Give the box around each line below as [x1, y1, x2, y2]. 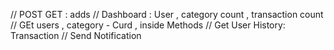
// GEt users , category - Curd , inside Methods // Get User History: [10, 19, 286, 31]
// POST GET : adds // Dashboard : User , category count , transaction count [10, 9, 324, 20]
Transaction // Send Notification [10, 30, 142, 41]
